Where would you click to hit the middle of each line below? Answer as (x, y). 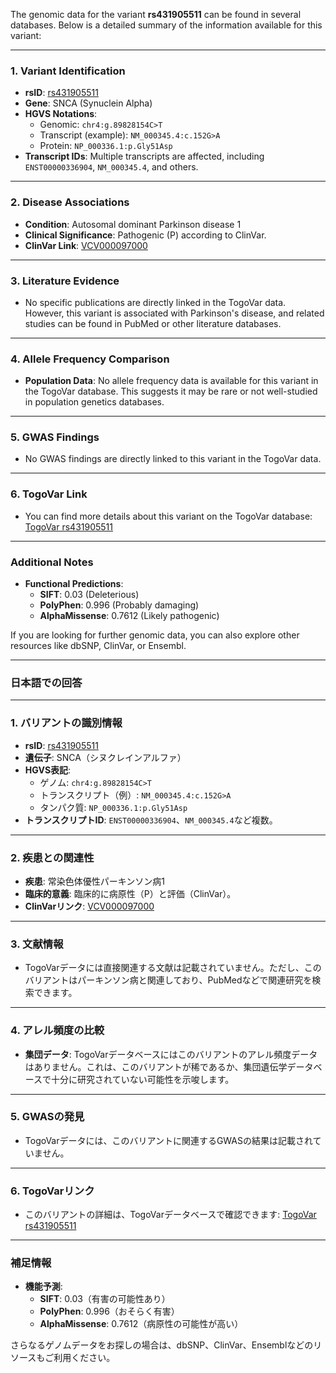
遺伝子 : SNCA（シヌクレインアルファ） (105, 757)
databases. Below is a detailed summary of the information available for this (166, 25)
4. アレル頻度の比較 (57, 1031)
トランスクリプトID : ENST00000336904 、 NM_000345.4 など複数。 (151, 820)
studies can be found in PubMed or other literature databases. (153, 323)
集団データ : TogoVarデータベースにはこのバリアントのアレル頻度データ (171, 1054)
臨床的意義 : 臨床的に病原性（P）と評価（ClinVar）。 (130, 893)
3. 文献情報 (37, 944)
